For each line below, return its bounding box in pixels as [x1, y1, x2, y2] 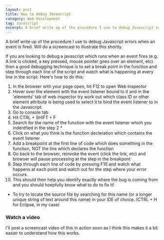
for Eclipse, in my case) [12, 202, 60, 208]
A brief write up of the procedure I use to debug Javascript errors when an [5, 39, 155, 44]
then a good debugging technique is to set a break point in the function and [5, 64, 157, 70]
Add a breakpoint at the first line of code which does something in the [12, 140, 153, 146]
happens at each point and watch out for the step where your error [12, 166, 147, 172]
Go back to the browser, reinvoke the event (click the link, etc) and [12, 151, 146, 157]
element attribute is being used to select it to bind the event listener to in [12, 99, 158, 105]
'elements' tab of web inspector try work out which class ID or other [12, 94, 149, 100]
